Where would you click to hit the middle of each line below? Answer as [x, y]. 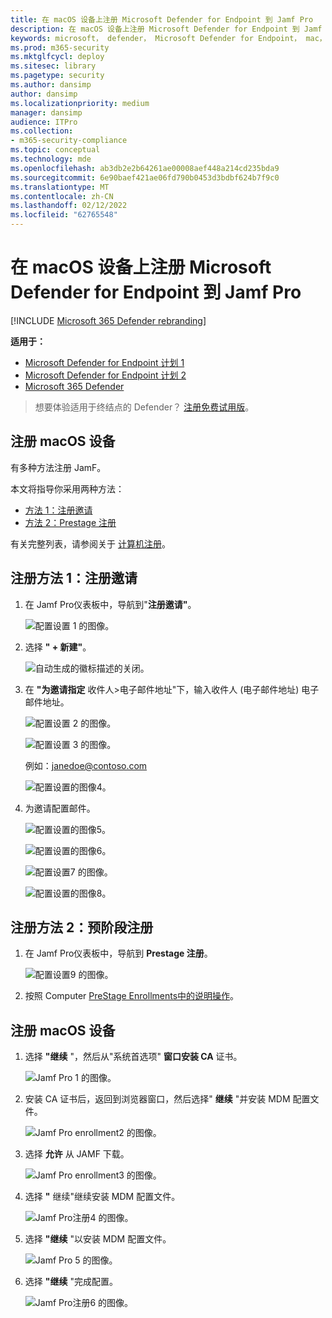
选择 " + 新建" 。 [58, 647]
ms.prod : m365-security [60, 47]
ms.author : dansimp [51, 85]
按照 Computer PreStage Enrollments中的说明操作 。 [132, 996]
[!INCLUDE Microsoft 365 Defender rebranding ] [108, 320]
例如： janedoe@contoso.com [86, 765]
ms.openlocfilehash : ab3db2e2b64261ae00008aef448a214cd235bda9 [145, 168]
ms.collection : [42, 131]
